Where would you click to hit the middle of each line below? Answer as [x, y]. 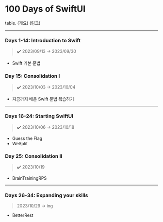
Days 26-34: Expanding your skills [47, 195]
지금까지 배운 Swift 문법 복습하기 [43, 99]
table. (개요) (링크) [23, 23]
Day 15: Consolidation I [33, 76]
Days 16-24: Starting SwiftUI [39, 116]
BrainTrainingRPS [29, 178]
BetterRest [23, 215]
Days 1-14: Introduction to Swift [43, 40]
